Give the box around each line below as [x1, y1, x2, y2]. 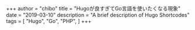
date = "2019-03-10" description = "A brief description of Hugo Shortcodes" [6, 12, 190, 18]
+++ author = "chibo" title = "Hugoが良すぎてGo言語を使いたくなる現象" [6, 5, 181, 12]
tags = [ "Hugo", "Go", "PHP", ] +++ [6, 18, 92, 24]
